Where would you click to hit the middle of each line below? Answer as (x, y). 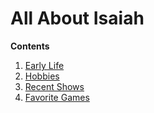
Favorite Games (57, 97)
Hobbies (42, 76)
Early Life (44, 65)
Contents (30, 46)
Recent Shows (54, 86)
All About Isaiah (77, 18)
